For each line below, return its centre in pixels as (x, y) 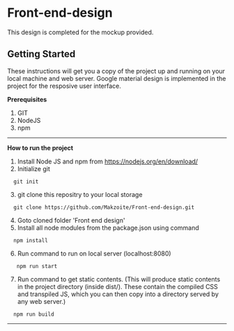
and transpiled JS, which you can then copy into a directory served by (118, 294)
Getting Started (41, 54)
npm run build (34, 314)
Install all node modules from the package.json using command (108, 228)
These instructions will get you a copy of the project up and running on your (116, 71)
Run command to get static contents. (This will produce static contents (119, 279)
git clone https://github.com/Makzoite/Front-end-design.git (104, 207)
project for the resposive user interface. (64, 86)
